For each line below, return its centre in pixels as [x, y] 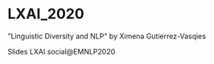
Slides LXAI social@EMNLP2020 [62, 51]
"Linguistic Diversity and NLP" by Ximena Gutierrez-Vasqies [107, 36]
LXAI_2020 [46, 14]
